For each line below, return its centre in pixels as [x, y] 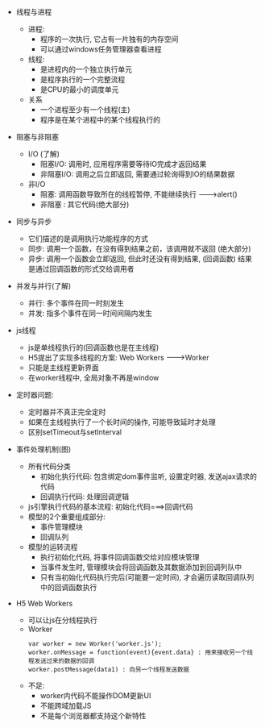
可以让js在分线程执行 [63, 620]
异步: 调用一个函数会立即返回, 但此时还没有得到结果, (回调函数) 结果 [140, 259]
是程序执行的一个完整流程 [83, 79]
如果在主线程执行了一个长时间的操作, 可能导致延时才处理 [122, 422]
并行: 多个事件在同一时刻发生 [76, 303]
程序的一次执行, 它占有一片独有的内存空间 [109, 39]
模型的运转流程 [53, 547]
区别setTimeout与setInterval [75, 432]
